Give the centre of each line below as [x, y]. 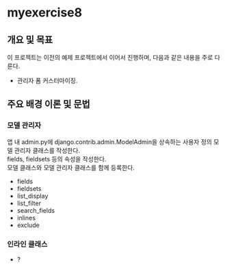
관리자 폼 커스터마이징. [47, 81]
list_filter [29, 203]
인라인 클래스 [27, 244]
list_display [32, 196]
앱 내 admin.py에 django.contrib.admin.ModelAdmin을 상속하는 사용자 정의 [110, 141]
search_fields [36, 210]
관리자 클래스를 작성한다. [47, 150]
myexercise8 [45, 13]
